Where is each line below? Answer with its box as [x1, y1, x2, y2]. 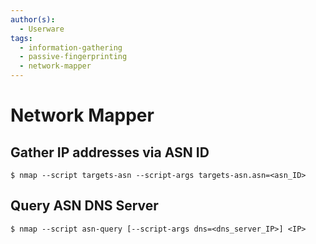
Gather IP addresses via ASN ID [10, 144, 210, 161]
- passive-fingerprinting [19, 52, 128, 62]
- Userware [19, 24, 65, 34]
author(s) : [10, 14, 56, 25]
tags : [10, 33, 33, 43]
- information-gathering [19, 42, 123, 53]
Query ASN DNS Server [10, 197, 159, 215]
